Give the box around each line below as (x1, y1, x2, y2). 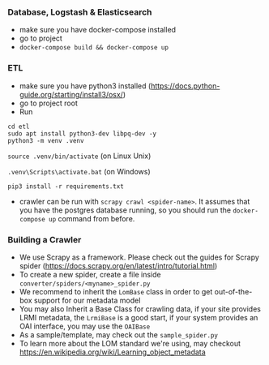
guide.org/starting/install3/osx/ (19, 89, 123, 99)
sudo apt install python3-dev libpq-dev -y (7, 129, 157, 138)
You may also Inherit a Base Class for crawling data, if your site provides (19, 303, 261, 314)
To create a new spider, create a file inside (19, 269, 161, 279)
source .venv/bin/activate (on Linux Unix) (7, 151, 152, 161)
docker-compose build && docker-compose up (19, 44, 169, 52)
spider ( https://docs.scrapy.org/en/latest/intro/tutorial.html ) (19, 260, 218, 270)
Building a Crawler (7, 234, 82, 245)
